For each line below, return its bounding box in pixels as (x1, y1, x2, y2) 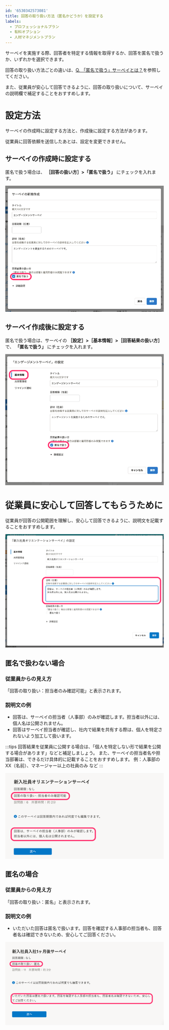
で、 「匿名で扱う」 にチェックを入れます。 (5, 344, 96, 350)
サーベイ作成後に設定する (5, 323, 84, 332)
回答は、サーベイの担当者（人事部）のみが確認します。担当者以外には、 (12, 714, 162, 720)
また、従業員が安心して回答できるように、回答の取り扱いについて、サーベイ (5, 84, 163, 90)
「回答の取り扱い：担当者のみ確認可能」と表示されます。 (5, 688, 124, 694)
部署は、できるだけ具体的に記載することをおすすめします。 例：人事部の (9, 756, 160, 763)
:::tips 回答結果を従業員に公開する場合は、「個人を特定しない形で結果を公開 (5, 743, 161, 750)
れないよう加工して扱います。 (12, 733, 74, 739)
